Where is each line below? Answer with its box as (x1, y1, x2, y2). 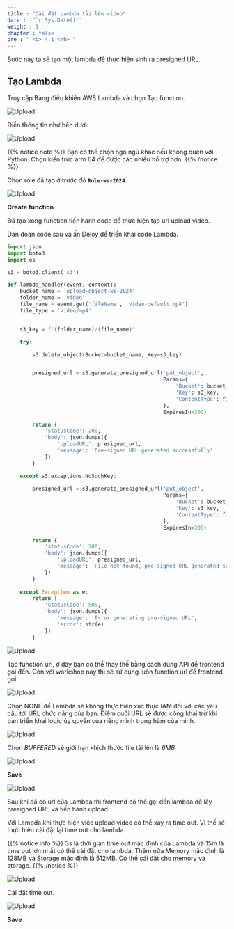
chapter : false (7, 29, 54, 37)
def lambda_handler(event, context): (7, 281, 117, 289)
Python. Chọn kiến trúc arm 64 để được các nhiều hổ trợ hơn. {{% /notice (7, 154, 218, 164)
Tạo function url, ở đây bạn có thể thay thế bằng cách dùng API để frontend (7, 660, 224, 668)
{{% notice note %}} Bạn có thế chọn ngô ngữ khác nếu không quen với (7, 148, 214, 156)
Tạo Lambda (7, 75, 62, 87)
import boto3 (7, 250, 45, 257)
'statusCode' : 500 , (44, 601, 101, 609)
